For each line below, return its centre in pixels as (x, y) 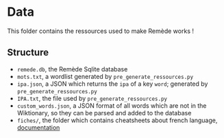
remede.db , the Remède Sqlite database (72, 69)
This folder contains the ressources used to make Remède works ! (100, 31)
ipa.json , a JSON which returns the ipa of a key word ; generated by (112, 84)
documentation (38, 127)
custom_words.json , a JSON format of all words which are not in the (112, 105)
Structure (28, 53)
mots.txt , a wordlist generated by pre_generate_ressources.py (105, 76)
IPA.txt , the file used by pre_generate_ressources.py (92, 98)
